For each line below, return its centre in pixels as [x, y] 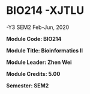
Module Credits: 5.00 [33, 74]
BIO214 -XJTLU [45, 11]
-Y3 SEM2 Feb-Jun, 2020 [38, 27]
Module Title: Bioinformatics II [44, 50]
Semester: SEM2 [28, 86]
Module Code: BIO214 [34, 39]
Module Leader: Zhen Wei [39, 62]
